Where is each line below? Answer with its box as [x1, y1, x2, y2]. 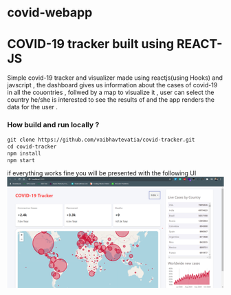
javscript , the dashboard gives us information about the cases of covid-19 [7, 81, 218, 89]
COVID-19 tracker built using [7, 36, 174, 52]
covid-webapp [7, 5, 93, 21]
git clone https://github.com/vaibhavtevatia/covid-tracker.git [7, 136, 195, 144]
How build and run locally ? [7, 120, 100, 130]
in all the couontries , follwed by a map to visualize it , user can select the [7, 88, 214, 97]
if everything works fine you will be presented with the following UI [7, 169, 197, 177]
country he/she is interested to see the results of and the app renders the [7, 96, 215, 104]
